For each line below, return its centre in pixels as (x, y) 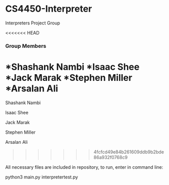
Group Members (26, 46)
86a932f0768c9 (111, 157)
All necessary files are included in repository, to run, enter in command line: (84, 167)
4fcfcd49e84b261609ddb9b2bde (129, 152)
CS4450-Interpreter (49, 9)
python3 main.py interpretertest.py (42, 177)
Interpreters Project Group (33, 23)
